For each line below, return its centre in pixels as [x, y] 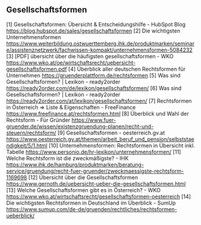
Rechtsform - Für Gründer [38, 120]
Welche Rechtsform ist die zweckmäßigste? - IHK [67, 158]
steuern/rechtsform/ [31, 133]
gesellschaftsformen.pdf [37, 69]
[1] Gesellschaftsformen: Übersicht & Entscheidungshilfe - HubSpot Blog [96, 24]
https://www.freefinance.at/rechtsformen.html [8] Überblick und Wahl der [98, 113]
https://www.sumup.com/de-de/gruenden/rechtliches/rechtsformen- [92, 209]
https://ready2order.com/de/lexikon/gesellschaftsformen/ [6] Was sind [94, 88]
